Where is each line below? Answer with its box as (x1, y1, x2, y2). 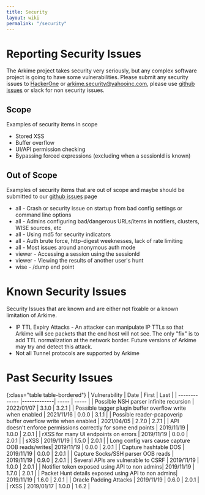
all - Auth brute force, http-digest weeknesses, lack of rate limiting (15, 237, 183, 244)
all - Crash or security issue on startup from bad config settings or (15, 204, 183, 212)
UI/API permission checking (15, 145, 86, 153)
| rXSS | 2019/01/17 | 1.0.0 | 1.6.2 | (6, 482, 90, 489)
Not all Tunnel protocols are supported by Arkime (15, 349, 140, 356)
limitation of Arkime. (6, 311, 57, 319)
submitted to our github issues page (6, 193, 98, 200)
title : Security (6, 9, 48, 15)
